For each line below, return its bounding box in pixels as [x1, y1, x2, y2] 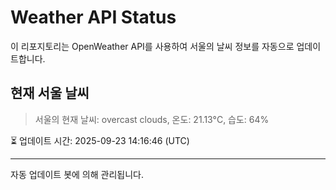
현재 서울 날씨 [10, 85, 90, 102]
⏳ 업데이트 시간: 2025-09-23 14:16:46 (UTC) [10, 134, 190, 146]
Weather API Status [10, 6, 177, 29]
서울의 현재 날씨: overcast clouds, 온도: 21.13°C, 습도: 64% [34, 113, 270, 125]
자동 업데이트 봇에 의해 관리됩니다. [10, 168, 144, 180]
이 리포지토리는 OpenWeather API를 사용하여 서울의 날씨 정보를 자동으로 [10, 40, 295, 52]
